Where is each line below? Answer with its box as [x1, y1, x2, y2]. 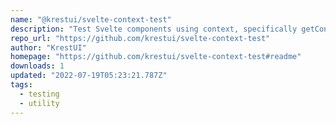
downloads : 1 [10, 61, 65, 71]
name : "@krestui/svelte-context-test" [10, 14, 172, 25]
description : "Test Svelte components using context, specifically [10, 24, 298, 34]
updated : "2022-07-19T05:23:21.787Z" [10, 71, 168, 81]
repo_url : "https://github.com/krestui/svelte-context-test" [10, 33, 271, 43]
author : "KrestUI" [10, 42, 87, 53]
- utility [19, 98, 60, 108]
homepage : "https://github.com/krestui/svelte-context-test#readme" [10, 52, 302, 62]
